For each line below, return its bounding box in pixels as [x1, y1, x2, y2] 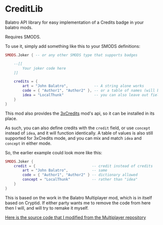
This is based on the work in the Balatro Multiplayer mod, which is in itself [5, 195, 152, 200]
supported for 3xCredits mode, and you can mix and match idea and [5, 135, 142, 141]
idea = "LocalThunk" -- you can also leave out [22, 93, 149, 98]
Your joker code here [22, 66, 66, 71]
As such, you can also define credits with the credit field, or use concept [5, 125, 150, 131]
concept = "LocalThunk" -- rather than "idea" [22, 177, 138, 182]
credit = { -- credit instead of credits [14, 164, 153, 168]
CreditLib [5, 3, 43, 15]
